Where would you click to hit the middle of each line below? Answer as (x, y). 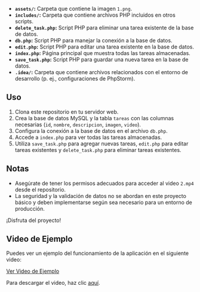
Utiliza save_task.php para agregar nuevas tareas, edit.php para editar (101, 144)
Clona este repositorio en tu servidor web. (67, 112)
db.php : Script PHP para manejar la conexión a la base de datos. (93, 40)
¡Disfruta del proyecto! (34, 220)
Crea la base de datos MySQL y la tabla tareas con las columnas (94, 118)
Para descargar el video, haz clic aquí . (53, 283)
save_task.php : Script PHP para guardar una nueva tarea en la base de (102, 60)
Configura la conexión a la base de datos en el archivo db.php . (91, 130)
